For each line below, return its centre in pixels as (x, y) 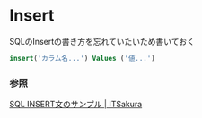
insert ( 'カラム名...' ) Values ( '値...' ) (82, 58)
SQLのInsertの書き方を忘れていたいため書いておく (102, 41)
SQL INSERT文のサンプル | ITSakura (76, 105)
